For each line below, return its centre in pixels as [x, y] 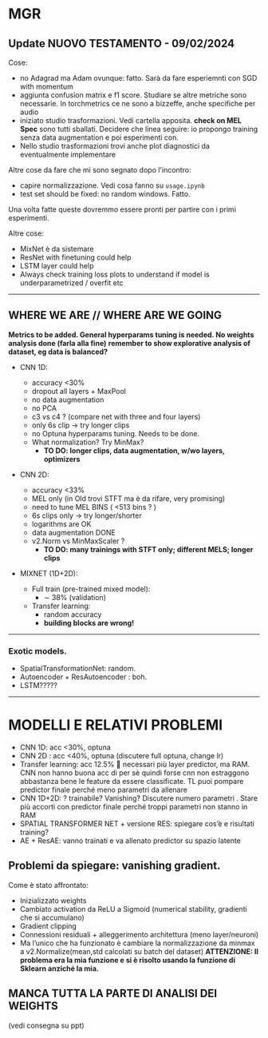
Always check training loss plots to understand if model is [114, 274]
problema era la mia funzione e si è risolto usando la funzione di [127, 960]
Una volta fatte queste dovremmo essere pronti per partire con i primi [122, 209]
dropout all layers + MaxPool [79, 391]
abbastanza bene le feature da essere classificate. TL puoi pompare [132, 781]
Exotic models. [38, 650]
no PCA [44, 408]
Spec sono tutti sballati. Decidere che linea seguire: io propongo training [139, 129]
